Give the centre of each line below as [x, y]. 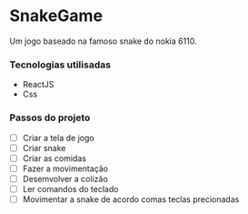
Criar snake [44, 148]
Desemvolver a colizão [65, 178]
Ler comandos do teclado [70, 189]
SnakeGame [56, 16]
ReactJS [38, 85]
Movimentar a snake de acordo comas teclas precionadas [131, 199]
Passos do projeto [50, 117]
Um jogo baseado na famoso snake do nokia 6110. [103, 41]
